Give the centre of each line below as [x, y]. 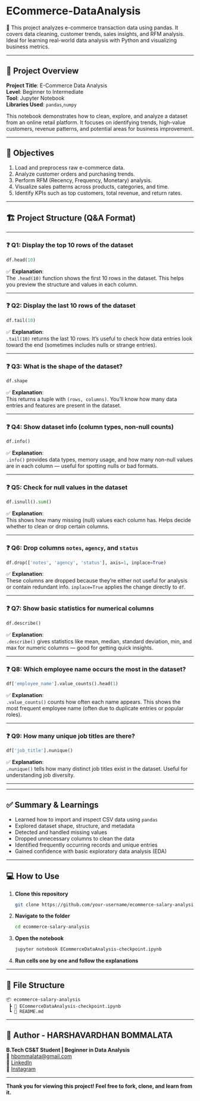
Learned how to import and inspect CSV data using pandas [86, 819]
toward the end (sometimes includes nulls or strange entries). [82, 345]
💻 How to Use [33, 876]
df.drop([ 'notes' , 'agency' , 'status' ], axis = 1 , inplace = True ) [86, 563]
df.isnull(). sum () [29, 502]
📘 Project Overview [43, 71]
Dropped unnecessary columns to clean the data [75, 838]
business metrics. [28, 47]
